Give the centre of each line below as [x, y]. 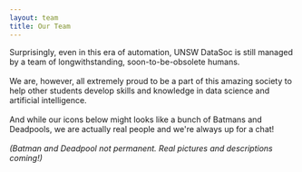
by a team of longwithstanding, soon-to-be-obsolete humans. [125, 62]
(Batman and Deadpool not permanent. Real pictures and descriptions [141, 148]
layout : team [34, 18]
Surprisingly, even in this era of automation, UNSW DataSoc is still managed [151, 52]
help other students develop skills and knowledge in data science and [140, 91]
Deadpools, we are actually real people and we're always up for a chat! [142, 129]
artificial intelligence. [49, 100]
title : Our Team [40, 26]
